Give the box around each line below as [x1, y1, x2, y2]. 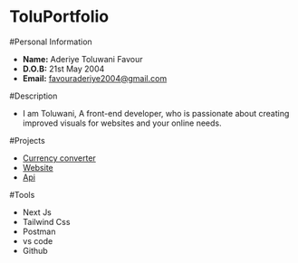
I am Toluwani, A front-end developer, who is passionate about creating [22, 108, 290, 118]
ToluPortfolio [9, 6, 110, 27]
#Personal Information [9, 36, 92, 47]
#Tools [9, 189, 35, 200]
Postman [22, 226, 56, 237]
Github [22, 245, 48, 256]
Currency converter [22, 152, 97, 164]
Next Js [22, 206, 53, 218]
